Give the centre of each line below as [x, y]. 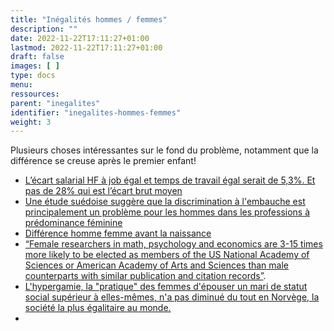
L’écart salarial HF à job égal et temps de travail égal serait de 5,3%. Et [170, 180]
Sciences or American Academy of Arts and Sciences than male [157, 265]
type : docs [33, 76]
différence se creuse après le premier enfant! [103, 161]
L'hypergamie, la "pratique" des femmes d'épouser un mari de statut [166, 287]
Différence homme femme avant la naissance [118, 233]
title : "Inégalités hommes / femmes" [89, 19]
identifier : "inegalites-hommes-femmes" [96, 112]
